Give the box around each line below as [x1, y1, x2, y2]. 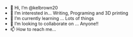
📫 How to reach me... [10, 26, 56, 32]
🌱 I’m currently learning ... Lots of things [10, 15, 94, 21]
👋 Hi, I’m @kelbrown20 [10, 5, 58, 10]
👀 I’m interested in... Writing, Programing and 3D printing [10, 10, 128, 16]
